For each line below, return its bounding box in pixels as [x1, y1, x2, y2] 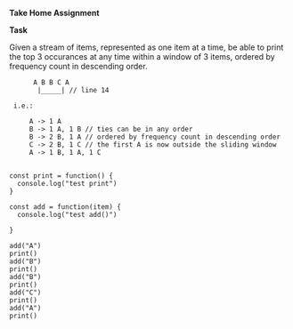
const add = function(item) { [9, 203, 122, 212]
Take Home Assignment [9, 8, 100, 18]
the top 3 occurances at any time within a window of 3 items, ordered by [9, 52, 275, 61]
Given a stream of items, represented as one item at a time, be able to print [9, 42, 284, 52]
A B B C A [32, 78, 69, 87]
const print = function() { [9, 172, 114, 181]
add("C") [9, 288, 42, 297]
